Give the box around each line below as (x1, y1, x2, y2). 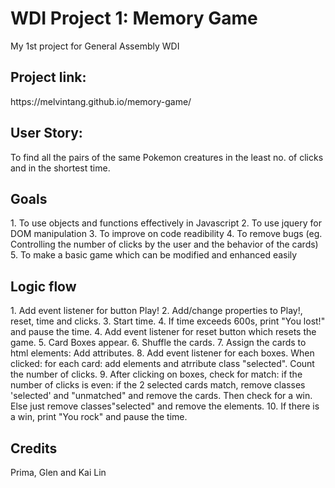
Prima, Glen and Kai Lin (10, 467, 107, 478)
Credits (10, 440, 58, 457)
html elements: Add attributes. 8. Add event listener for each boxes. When (10, 347, 315, 359)
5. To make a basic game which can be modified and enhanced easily (10, 249, 298, 261)
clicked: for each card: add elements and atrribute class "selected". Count (10, 358, 315, 370)
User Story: (10, 125, 83, 142)
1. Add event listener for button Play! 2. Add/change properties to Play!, (10, 305, 303, 317)
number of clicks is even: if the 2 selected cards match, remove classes (10, 379, 306, 391)
